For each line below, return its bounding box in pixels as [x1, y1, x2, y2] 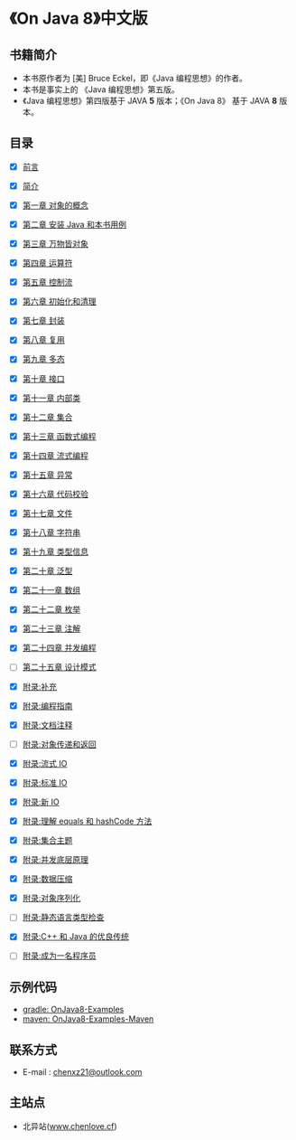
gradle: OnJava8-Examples [22, 1004, 125, 1015]
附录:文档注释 [22, 720, 73, 730]
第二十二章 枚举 [22, 604, 81, 615]
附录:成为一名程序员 [22, 950, 97, 961]
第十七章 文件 [22, 507, 73, 518]
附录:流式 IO [22, 758, 68, 768]
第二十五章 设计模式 [22, 662, 97, 673]
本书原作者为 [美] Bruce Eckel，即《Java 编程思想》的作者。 [22, 73, 248, 83]
